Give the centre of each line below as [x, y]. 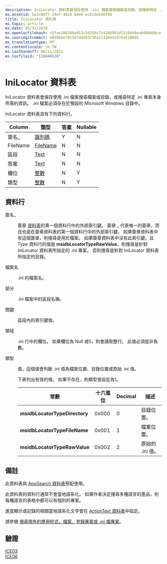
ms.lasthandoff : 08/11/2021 [34, 51]
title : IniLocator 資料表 [31, 19]
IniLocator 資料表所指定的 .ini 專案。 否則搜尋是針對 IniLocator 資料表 [88, 250]
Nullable [86, 127]
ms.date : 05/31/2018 [27, 28]
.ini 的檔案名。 [32, 278]
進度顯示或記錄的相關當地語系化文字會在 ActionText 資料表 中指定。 [74, 511]
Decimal [126, 396]
